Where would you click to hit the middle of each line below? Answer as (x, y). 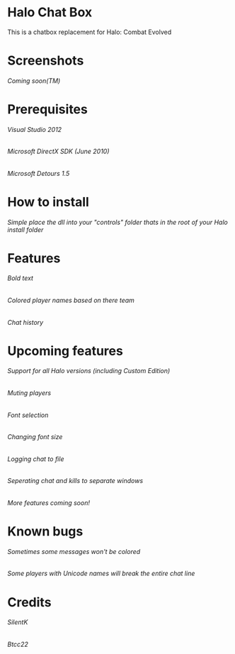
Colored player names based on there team (71, 300)
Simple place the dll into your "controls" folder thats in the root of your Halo (117, 222)
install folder (25, 229)
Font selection (28, 415)
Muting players (29, 393)
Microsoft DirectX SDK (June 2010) (58, 151)
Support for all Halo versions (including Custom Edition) (89, 371)
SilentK (18, 622)
